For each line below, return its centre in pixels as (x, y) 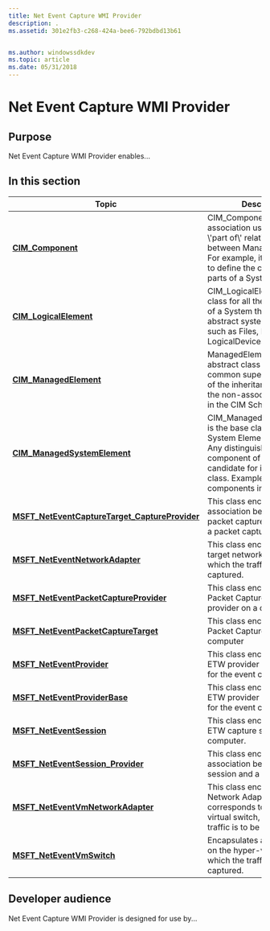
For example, (232, 257)
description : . (34, 23)
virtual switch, (234, 817)
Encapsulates (233, 840)
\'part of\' (225, 237)
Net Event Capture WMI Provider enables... (80, 156)
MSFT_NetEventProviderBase (70, 697)
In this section (45, 181)
